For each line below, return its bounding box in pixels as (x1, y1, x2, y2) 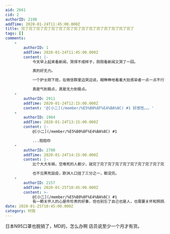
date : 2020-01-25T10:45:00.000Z (5, 204, 73, 209)
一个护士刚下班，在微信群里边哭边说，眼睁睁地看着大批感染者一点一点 (32, 77, 157, 83)
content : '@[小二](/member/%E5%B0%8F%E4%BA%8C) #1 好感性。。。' (23, 105, 154, 110)
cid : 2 (5, 12, 19, 17)
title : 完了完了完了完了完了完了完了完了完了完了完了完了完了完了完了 (5, 26, 134, 31)
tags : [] (5, 31, 24, 36)
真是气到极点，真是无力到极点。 (32, 87, 90, 92)
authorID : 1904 (23, 115, 56, 120)
